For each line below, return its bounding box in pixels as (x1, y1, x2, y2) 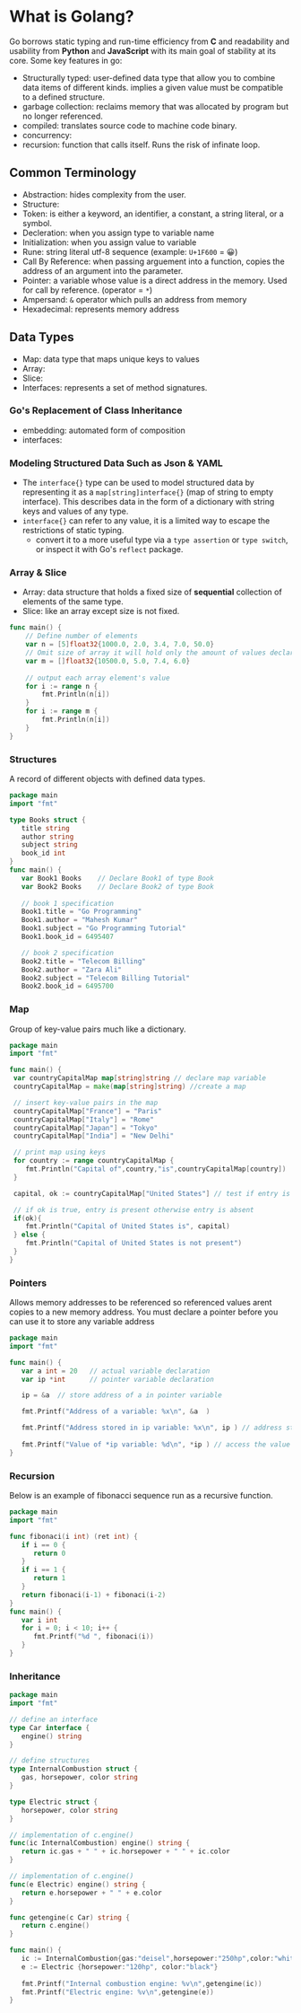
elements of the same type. (21, 596, 124, 607)
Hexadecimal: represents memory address (21, 303, 180, 314)
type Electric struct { (9, 1798, 99, 1806)
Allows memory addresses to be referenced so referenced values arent (9, 1297, 272, 1308)
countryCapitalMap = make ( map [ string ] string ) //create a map (13, 1082, 246, 1092)
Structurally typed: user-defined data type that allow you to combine (21, 72, 276, 83)
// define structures (9, 1756, 90, 1765)
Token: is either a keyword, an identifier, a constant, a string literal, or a (21, 208, 284, 219)
